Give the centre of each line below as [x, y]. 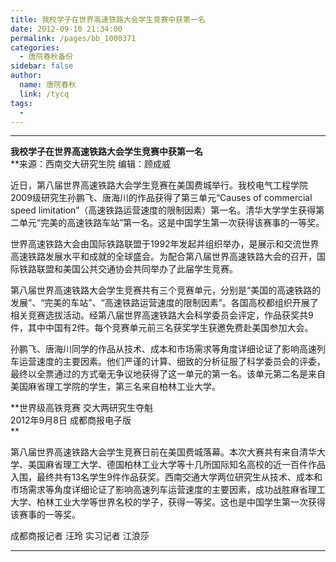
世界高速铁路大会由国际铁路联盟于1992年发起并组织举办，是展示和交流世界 [165, 244]
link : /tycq [44, 94]
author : [26, 76]
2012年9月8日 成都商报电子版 [71, 420]
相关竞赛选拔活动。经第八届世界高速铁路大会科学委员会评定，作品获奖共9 [162, 315]
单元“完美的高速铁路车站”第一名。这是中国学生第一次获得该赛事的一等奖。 [171, 223]
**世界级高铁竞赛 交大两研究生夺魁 [81, 408]
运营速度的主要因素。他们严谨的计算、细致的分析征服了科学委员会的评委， [172, 362]
